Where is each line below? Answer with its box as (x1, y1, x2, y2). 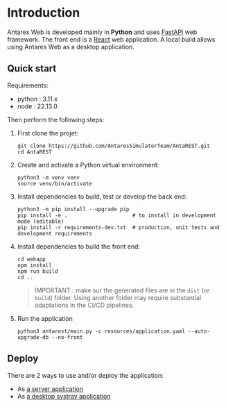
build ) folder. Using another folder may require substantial (34, 293, 202, 301)
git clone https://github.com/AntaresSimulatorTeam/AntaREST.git (17, 142, 210, 149)
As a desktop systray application (17, 392, 111, 400)
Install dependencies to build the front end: (17, 242, 141, 251)
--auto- (188, 328, 210, 335)
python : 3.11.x (17, 94, 58, 103)
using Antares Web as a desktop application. (7, 42, 135, 51)
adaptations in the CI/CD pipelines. (34, 301, 134, 309)
